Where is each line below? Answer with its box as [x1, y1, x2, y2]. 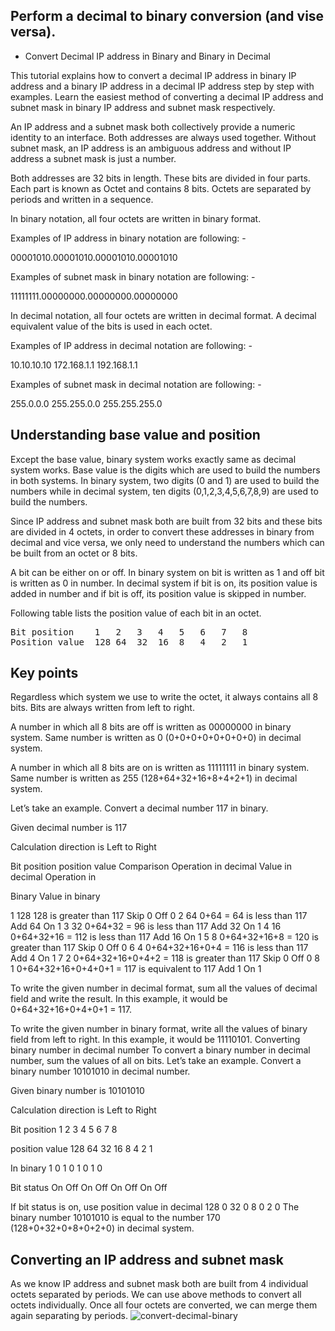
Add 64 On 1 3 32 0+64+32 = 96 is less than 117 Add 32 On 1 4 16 [10, 920, 282, 933]
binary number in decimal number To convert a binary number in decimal [10, 1044, 311, 1056]
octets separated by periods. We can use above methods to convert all [10, 1289, 302, 1301]
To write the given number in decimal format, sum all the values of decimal [10, 982, 318, 994]
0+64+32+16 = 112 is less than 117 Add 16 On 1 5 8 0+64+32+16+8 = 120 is [10, 931, 319, 943]
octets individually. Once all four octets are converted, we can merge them [10, 1299, 318, 1311]
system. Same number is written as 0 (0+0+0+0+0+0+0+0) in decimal [10, 732, 302, 744]
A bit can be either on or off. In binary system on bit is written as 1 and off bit [10, 566, 325, 578]
